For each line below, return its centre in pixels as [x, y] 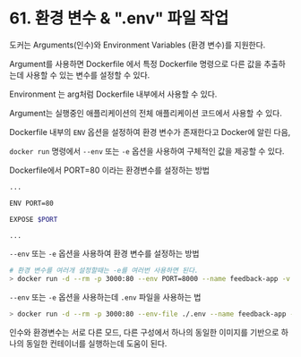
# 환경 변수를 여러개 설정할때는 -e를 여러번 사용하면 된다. [104, 271]
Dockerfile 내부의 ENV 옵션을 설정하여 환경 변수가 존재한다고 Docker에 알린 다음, [150, 132]
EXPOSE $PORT [34, 219]
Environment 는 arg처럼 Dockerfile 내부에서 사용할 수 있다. [113, 94]
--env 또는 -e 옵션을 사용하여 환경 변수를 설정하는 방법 [104, 254]
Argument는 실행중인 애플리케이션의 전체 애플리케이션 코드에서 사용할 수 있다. [146, 113]
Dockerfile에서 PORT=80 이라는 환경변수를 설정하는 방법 [110, 170]
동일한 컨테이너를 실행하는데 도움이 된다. [96, 344]
